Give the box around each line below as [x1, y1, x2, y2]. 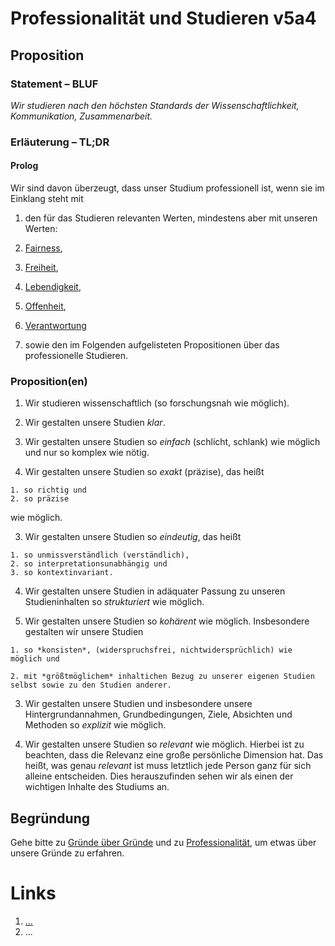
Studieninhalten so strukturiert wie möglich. [24, 596, 205, 608]
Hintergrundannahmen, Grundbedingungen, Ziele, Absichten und [24, 708, 293, 721]
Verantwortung [24, 320, 87, 331]
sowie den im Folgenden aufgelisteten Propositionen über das [24, 339, 280, 351]
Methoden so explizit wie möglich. [24, 719, 167, 731]
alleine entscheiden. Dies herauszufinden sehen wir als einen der [24, 770, 294, 782]
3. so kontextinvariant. [10, 568, 114, 578]
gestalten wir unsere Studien [24, 626, 144, 638]
